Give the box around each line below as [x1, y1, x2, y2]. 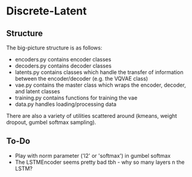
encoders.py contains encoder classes [14, 56, 111, 63]
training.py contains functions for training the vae [14, 95, 138, 101]
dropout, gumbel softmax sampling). [6, 119, 96, 126]
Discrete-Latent [6, 4, 87, 18]
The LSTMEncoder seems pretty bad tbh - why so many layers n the [14, 158, 185, 166]
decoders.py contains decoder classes [14, 62, 112, 69]
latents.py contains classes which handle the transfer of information [14, 69, 184, 76]
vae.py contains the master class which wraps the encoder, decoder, [14, 81, 187, 88]
